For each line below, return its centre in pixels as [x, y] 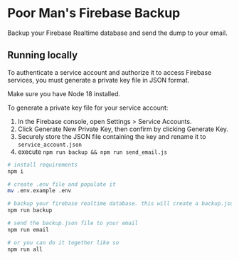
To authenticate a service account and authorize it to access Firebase [110, 72]
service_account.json [49, 145]
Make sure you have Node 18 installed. [64, 93]
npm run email [28, 229]
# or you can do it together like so [63, 243]
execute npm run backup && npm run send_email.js [92, 152]
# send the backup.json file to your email [73, 223]
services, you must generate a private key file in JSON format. [99, 80]
